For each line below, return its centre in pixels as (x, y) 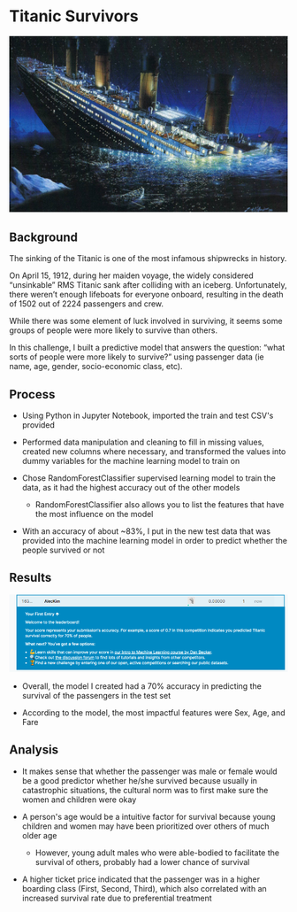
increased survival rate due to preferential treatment (117, 898)
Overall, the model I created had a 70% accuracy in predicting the (142, 686)
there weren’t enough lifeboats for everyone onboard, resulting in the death (146, 295)
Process (32, 394)
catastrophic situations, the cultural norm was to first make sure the (145, 790)
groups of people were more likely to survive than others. (114, 330)
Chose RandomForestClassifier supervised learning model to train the (148, 478)
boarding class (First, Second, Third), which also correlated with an (144, 888)
